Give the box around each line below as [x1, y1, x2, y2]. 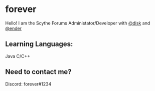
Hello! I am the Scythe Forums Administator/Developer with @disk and [5, 20, 150, 26]
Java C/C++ [5, 53, 31, 59]
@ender [5, 25, 22, 31]
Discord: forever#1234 [5, 81, 52, 87]
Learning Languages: [5, 40, 73, 48]
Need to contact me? [5, 67, 72, 76]
